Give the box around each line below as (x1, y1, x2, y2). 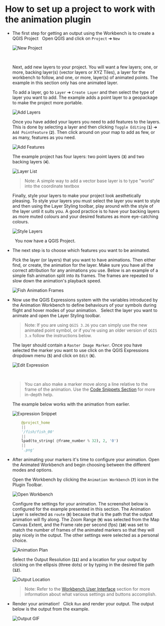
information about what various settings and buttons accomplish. (24, 592, 157, 597)
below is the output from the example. (12, 606, 90, 612)
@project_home (21, 420, 50, 425)
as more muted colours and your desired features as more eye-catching (12, 213, 159, 219)
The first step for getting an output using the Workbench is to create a (12, 30, 155, 36)
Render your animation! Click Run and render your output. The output (12, 601, 154, 607)
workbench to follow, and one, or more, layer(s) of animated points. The (12, 74, 158, 80)
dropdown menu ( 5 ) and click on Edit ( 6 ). (12, 352, 96, 358)
